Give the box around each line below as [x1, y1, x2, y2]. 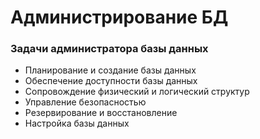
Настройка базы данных [24, 117, 130, 130]
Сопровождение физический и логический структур [24, 86, 250, 98]
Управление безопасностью [24, 96, 147, 108]
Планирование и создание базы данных [24, 64, 197, 76]
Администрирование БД [10, 6, 229, 29]
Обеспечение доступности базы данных [24, 75, 198, 87]
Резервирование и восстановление [24, 107, 178, 119]
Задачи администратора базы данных [10, 42, 209, 56]
